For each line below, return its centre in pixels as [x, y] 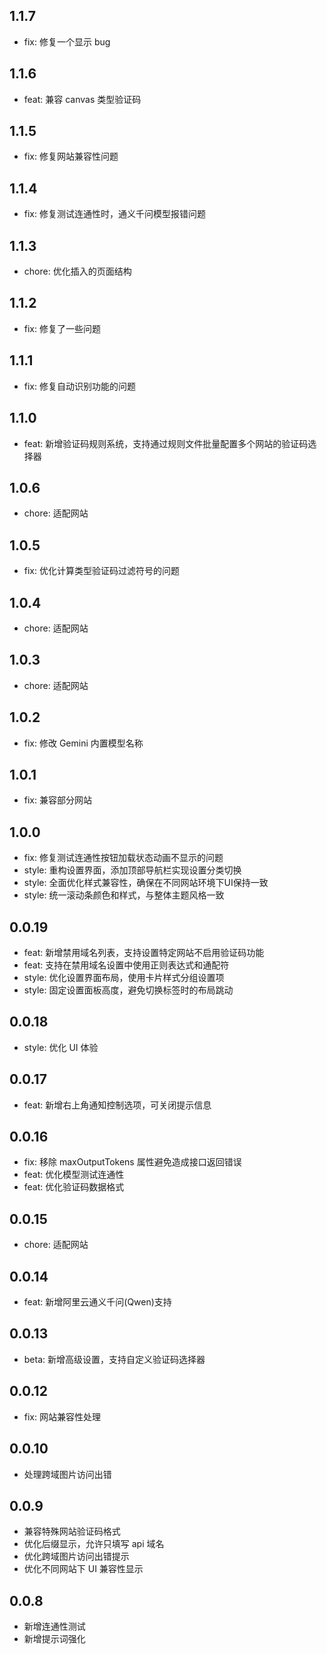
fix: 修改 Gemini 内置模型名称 [83, 743]
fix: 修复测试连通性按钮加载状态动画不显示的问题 [123, 858]
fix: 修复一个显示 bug [67, 41]
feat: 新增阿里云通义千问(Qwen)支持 [97, 1302]
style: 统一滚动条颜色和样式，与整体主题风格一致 [124, 895]
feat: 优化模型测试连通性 [74, 1175]
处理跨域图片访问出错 [67, 1474]
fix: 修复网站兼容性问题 [71, 156]
